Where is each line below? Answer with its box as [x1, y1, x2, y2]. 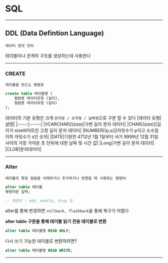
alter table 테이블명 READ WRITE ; [5, 248, 73, 253]
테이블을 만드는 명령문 [5, 82, 44, 87]
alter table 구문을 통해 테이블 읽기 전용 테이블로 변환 [5, 218, 106, 224]
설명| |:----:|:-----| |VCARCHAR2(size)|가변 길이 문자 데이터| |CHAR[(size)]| [5, 121, 157, 127]
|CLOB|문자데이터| [5, 146, 41, 152]
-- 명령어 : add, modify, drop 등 [5, 198, 73, 203]
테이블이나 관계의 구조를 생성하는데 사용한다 [5, 52, 91, 58]
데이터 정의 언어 [5, 43, 34, 48]
